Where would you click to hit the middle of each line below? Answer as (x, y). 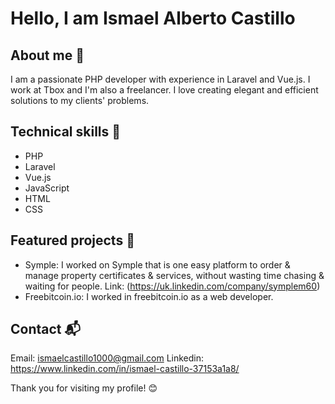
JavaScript (47, 188)
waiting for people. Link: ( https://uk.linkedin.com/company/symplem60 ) (172, 286)
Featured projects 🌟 (72, 240)
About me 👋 (47, 55)
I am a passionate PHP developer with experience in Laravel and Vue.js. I (160, 79)
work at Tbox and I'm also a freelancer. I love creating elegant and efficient (164, 90)
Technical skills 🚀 (66, 132)
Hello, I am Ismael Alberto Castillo (153, 18)
